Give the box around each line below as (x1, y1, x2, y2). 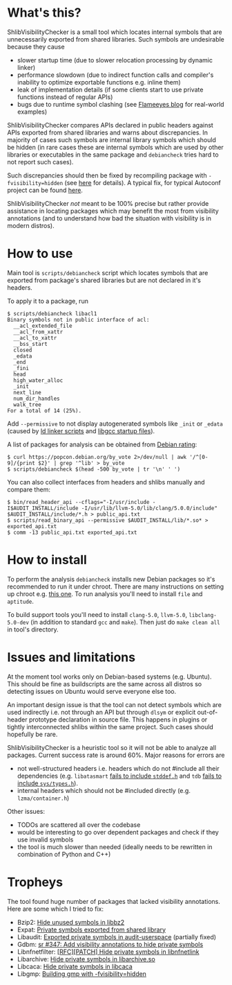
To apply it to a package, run (7, 297, 88, 305)
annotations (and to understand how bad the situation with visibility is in (7, 213, 212, 223)
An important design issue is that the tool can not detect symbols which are (7, 700, 222, 708)
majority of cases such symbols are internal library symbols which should (7, 135, 216, 143)
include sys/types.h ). (17, 778, 78, 787)
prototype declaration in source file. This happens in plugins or (28, 715, 208, 724)
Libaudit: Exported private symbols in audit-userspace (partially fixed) (17, 932, 216, 941)
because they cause (7, 42, 65, 51)
